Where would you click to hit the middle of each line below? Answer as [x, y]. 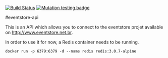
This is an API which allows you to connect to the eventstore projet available [84, 27]
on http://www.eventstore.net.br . [39, 32]
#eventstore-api [22, 17]
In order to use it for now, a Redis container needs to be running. [72, 42]
